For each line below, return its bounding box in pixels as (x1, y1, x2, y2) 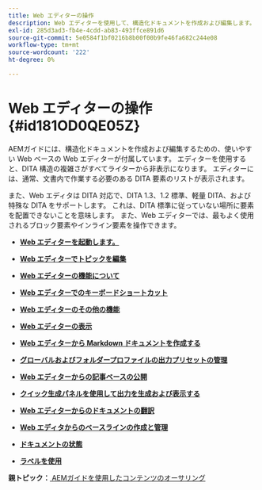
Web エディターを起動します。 (19, 237, 120, 247)
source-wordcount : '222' (8, 48, 90, 56)
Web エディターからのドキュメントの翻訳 (19, 405, 155, 415)
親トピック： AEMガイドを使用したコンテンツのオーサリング (8, 473, 206, 482)
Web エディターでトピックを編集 (19, 254, 127, 263)
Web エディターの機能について (19, 270, 120, 280)
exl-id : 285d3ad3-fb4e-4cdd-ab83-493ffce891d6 (8, 26, 165, 34)
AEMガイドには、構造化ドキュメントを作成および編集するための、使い (8, 144, 239, 153)
